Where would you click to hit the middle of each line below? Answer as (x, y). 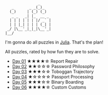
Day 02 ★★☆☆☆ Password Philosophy (54, 66)
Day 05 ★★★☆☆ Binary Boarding (48, 82)
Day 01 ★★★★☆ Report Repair (45, 61)
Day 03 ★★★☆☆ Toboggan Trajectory (53, 71)
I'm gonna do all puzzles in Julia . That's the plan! (54, 42)
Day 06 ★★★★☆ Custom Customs (49, 87)
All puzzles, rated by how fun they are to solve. (52, 52)
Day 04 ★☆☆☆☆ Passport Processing (53, 77)
